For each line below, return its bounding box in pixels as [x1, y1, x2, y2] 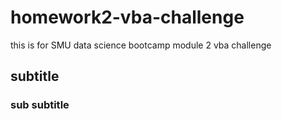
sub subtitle [10, 98, 70, 112]
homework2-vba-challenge [10, 6, 245, 29]
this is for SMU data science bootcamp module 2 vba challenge [10, 39, 272, 51]
